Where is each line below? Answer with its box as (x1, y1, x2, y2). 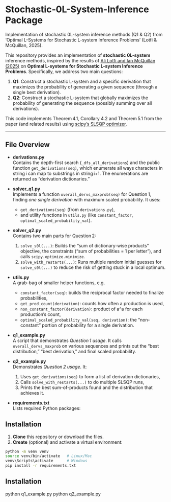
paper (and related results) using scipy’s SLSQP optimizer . (5, 121, 127, 127)
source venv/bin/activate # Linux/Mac (5, 453, 93, 459)
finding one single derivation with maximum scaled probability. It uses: (12, 196, 161, 202)
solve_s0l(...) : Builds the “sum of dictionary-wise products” (20, 242, 149, 248)
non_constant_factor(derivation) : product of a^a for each (20, 306, 143, 312)
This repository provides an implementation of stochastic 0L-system (5, 52, 151, 58)
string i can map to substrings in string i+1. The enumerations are (12, 170, 149, 176)
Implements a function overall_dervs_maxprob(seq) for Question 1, (12, 191, 152, 197)
